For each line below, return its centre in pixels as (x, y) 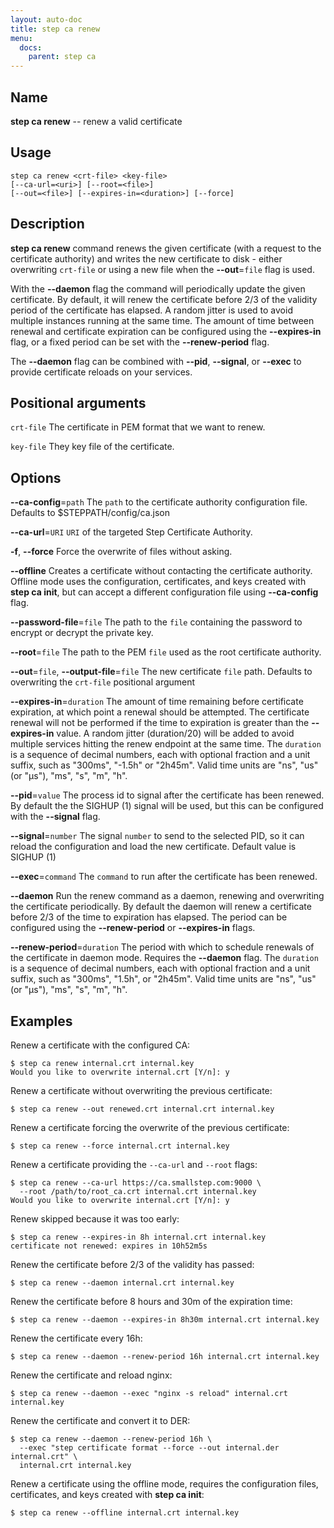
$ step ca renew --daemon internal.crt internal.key (122, 1283)
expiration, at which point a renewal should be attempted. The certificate (160, 712)
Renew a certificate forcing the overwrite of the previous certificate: (150, 1127)
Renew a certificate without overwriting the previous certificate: (141, 1090)
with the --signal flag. (55, 817)
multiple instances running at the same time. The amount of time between (162, 320)
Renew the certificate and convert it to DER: (100, 1420)
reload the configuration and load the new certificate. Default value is (153, 847)
